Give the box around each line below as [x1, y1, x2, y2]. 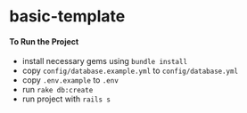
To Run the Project [9, 36, 79, 46]
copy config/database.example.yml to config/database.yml [21, 65, 239, 77]
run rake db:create [21, 85, 94, 95]
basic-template [9, 6, 126, 27]
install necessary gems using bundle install [21, 56, 188, 67]
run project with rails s [21, 93, 111, 104]
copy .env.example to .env [21, 75, 119, 85]
